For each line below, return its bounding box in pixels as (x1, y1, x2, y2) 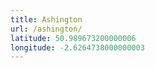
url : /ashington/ (10, 24, 83, 34)
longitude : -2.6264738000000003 (10, 42, 145, 53)
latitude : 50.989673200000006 (10, 33, 137, 43)
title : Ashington (10, 14, 83, 25)
